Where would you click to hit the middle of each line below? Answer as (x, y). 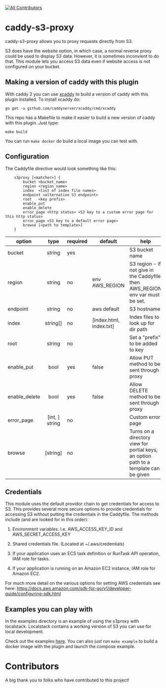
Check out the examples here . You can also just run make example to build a (82, 641)
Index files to (144, 317)
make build (16, 132)
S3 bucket (141, 250)
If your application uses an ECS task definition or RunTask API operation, (86, 554)
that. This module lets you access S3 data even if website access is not (78, 61)
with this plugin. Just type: (32, 123)
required (77, 241)
